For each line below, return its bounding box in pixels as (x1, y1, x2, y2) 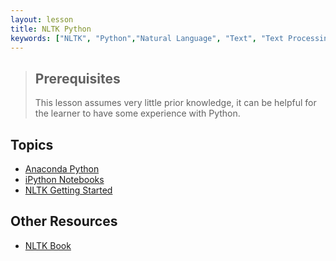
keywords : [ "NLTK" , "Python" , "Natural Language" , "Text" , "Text (10, 33, 284, 43)
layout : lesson (10, 14, 74, 25)
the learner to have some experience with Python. (34, 107, 241, 120)
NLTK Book (24, 239, 72, 251)
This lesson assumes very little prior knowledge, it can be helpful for (34, 97, 317, 109)
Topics (10, 136, 54, 153)
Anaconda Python (24, 163, 100, 175)
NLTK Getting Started (24, 184, 113, 196)
